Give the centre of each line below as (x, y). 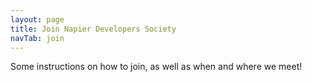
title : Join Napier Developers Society (93, 29)
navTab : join (37, 38)
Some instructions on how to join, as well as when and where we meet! (156, 67)
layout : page (37, 19)
